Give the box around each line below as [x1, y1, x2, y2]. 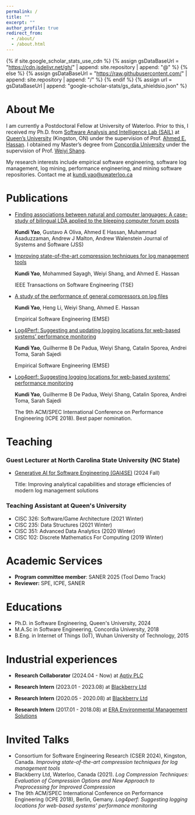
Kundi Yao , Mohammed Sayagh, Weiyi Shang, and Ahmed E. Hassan [14, 270, 180, 277]
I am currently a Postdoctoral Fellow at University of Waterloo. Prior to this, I [6, 122, 189, 129]
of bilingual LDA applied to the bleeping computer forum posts [29, 217, 179, 224]
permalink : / [6, 8, 38, 15]
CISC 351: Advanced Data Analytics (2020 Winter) [14, 527, 135, 534]
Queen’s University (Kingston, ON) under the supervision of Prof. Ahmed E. [6, 134, 187, 141]
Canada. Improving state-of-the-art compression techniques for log [14, 759, 178, 766]
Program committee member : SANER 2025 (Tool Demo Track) [14, 573, 166, 580]
